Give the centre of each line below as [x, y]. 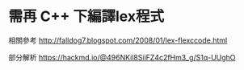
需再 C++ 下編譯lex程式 [86, 16]
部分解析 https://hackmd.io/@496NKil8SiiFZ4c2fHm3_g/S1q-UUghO [122, 57]
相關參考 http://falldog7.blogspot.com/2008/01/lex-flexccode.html [118, 40]
